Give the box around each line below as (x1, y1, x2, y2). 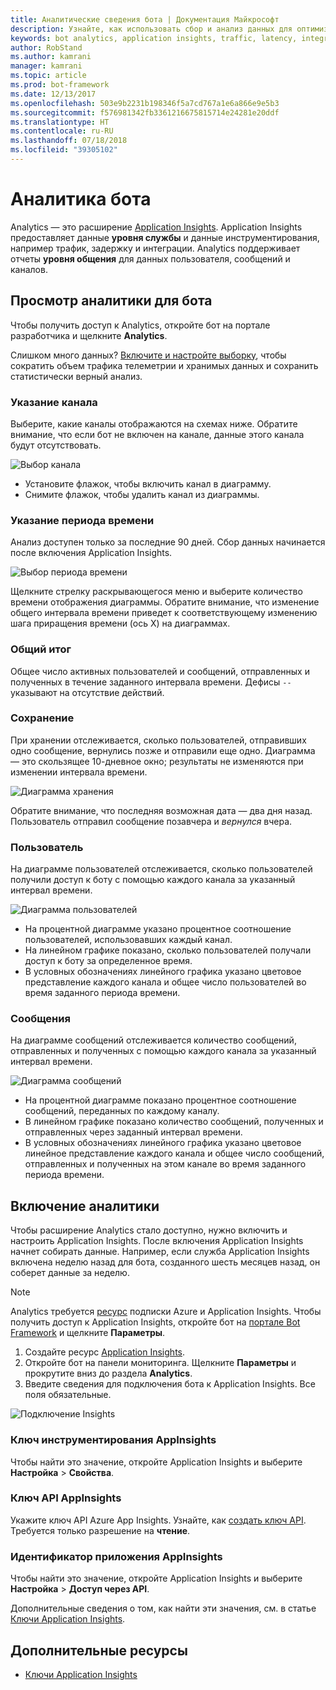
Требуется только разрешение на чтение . (10, 1524, 191, 1536)
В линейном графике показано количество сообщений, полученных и (24, 1116, 324, 1128)
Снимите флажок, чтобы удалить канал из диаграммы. (24, 488, 260, 500)
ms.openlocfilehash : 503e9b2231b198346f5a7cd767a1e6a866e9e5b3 (10, 98, 280, 108)
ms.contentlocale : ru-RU (10, 126, 114, 136)
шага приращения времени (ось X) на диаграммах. (10, 617, 231, 630)
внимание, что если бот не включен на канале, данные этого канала (10, 428, 305, 440)
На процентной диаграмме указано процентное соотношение (24, 923, 292, 935)
